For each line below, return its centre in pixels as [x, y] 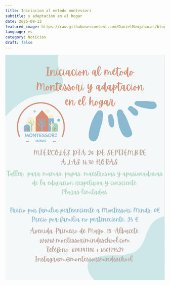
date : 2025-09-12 [24, 21]
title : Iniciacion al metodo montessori [49, 11]
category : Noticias [26, 37]
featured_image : [22, 27]
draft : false [19, 43]
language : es [19, 32]
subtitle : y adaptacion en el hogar [44, 16]
